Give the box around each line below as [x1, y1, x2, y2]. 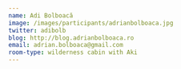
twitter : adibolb [8, 26, 66, 34]
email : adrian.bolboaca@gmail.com [8, 41, 124, 49]
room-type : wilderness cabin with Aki [8, 48, 138, 56]
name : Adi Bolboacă [8, 11, 74, 20]
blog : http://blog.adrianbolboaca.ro [8, 33, 135, 42]
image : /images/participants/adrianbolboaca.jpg [8, 19, 174, 27]
